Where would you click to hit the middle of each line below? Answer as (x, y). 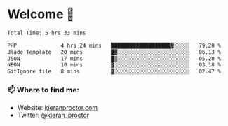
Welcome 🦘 (41, 14)
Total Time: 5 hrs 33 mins (47, 33)
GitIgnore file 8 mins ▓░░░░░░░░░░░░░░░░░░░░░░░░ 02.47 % (114, 72)
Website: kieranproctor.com (58, 108)
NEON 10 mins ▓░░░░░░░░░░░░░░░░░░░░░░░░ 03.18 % (114, 65)
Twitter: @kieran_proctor (53, 115)
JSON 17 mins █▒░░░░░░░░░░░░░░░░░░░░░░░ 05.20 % (114, 59)
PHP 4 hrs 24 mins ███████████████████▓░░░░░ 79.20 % (114, 45)
